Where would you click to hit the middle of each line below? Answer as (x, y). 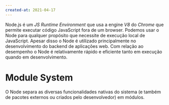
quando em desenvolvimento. (36, 57)
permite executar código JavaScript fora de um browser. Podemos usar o (82, 30)
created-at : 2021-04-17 (31, 10)
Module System (39, 77)
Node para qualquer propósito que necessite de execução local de (75, 35)
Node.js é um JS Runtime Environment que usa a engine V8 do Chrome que (84, 24)
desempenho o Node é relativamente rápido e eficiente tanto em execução (84, 51)
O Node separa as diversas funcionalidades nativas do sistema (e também (83, 92)
